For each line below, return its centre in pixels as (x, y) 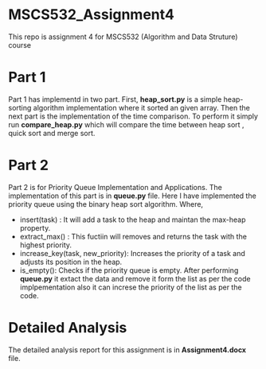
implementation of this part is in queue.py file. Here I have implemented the (132, 196)
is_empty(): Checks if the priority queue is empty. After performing (129, 270)
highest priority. (46, 245)
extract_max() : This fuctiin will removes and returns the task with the (133, 236)
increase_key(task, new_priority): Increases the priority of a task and (132, 253)
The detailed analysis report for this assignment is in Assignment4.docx (127, 350)
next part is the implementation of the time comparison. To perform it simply (133, 116)
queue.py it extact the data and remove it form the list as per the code (135, 278)
